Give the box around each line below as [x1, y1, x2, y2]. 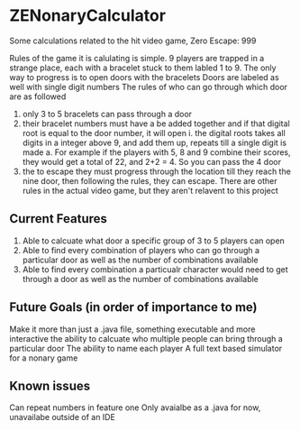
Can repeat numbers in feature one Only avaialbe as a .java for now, [9, 402, 261, 413]
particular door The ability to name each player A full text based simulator [9, 343, 283, 353]
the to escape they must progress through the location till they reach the [22, 166, 291, 177]
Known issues [9, 378, 91, 393]
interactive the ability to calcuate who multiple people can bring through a [9, 333, 284, 343]
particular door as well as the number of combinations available [22, 254, 259, 265]
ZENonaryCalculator [9, 5, 167, 26]
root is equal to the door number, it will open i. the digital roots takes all [22, 127, 286, 138]
